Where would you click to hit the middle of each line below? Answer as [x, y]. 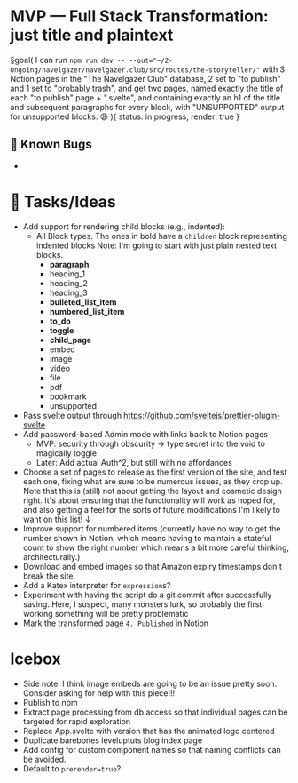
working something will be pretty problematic [106, 613]
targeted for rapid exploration [77, 721]
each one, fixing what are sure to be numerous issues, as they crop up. [153, 481]
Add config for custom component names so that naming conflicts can [152, 749]
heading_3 [68, 292]
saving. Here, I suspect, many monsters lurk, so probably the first [142, 604]
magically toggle [66, 453]
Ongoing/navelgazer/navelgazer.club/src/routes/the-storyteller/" [135, 70]
